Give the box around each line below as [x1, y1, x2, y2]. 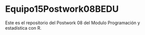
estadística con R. [5, 25, 42, 31]
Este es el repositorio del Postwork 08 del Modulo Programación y [5, 20, 140, 26]
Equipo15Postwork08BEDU [5, 3, 119, 15]
